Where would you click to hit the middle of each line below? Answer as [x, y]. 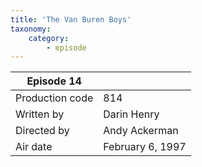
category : [49, 38]
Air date [34, 147]
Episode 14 [54, 81]
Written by [40, 114]
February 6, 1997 [145, 147]
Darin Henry [131, 114]
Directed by [42, 131]
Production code [54, 98]
